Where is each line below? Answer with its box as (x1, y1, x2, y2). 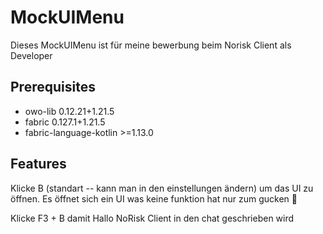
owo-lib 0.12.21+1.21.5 (24, 105, 115, 117)
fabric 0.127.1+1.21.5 (24, 116, 106, 128)
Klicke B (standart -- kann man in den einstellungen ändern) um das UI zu (10, 182, 314, 194)
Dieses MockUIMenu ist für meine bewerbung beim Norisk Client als (10, 39, 292, 51)
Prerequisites (10, 79, 96, 96)
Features (10, 156, 67, 173)
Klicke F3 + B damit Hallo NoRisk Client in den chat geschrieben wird (10, 212, 295, 224)
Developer (10, 49, 53, 61)
